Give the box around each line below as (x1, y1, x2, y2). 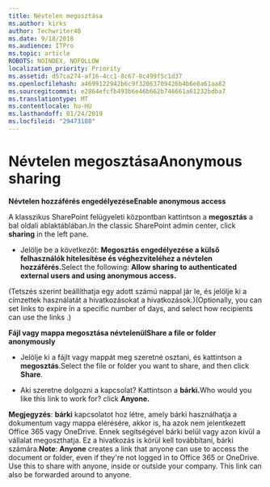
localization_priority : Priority (8, 65, 121, 73)
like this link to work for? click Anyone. (19, 394, 150, 404)
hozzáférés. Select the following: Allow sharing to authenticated (19, 262, 237, 271)
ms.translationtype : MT (8, 95, 89, 103)
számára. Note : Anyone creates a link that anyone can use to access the (8, 443, 249, 454)
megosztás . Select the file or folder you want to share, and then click (19, 361, 249, 370)
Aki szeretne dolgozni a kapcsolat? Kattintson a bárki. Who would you (19, 385, 252, 395)
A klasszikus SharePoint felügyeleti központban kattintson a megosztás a (8, 211, 253, 221)
